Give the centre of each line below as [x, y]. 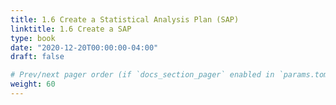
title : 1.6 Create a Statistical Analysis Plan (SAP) [125, 19]
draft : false [37, 57]
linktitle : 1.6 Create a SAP [71, 29]
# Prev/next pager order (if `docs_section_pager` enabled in [142, 75]
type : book [33, 38]
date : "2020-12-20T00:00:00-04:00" [84, 47]
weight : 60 [33, 84]
